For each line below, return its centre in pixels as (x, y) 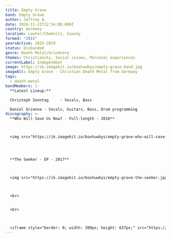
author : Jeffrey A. (26, 19)
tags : (11, 77)
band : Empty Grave (25, 15)
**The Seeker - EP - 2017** (40, 159)
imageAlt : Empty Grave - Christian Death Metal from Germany (72, 72)
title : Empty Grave (26, 10)
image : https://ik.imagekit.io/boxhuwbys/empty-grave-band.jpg (74, 67)
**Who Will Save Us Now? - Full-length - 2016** (62, 119)
